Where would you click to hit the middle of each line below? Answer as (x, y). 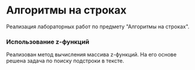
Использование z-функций (48, 42)
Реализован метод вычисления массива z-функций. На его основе (92, 55)
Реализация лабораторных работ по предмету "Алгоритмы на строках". (98, 26)
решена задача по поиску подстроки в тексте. (65, 61)
